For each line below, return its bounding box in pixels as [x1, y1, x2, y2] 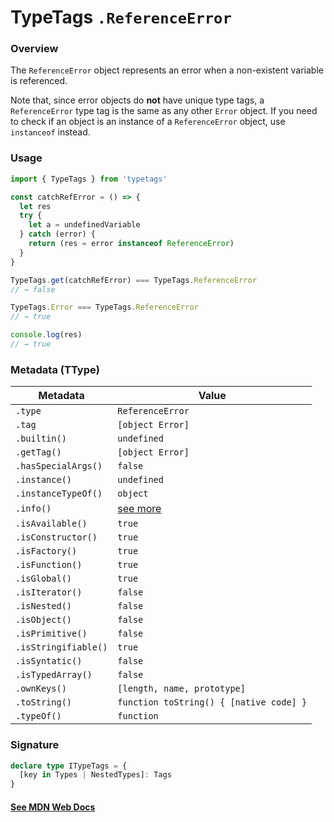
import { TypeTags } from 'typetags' [10, 174, 168, 184]
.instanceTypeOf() [15, 488, 103, 500]
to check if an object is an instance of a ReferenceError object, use [10, 116, 286, 128]
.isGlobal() [15, 573, 73, 585]
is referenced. [10, 75, 68, 87]
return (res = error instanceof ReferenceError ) [28, 239, 235, 249]
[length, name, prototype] [117, 683, 246, 695]
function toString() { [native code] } [117, 697, 308, 708]
